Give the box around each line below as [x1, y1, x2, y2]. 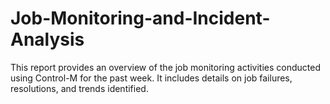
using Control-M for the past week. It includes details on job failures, [10, 72, 293, 84]
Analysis [10, 28, 85, 51]
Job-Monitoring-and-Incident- [10, 7, 271, 30]
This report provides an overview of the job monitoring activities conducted [10, 61, 322, 73]
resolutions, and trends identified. [10, 82, 149, 94]
